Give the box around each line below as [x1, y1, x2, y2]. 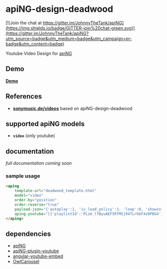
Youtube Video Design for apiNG [5, 50, 72, 56]
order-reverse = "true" [14, 202, 59, 207]
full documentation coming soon [5, 160, 72, 166]
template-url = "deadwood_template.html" [14, 188, 97, 193]
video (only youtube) [12, 133, 56, 139]
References [5, 92, 42, 101]
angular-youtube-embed [12, 253, 63, 259]
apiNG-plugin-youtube [12, 248, 59, 254]
